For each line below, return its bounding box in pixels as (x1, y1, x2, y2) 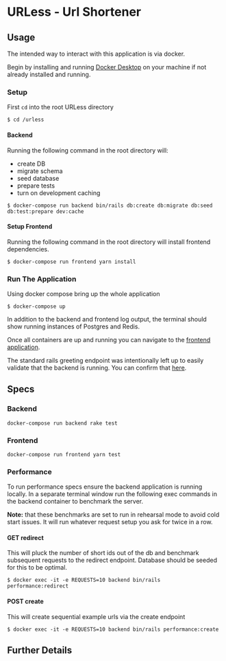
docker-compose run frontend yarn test (7, 451, 121, 458)
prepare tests (16, 181, 55, 190)
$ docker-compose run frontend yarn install (7, 258, 136, 265)
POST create (7, 597, 45, 605)
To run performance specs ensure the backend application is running (7, 482, 203, 491)
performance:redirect (7, 583, 69, 590)
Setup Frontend (7, 223, 53, 231)
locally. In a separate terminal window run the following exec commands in (7, 490, 218, 498)
